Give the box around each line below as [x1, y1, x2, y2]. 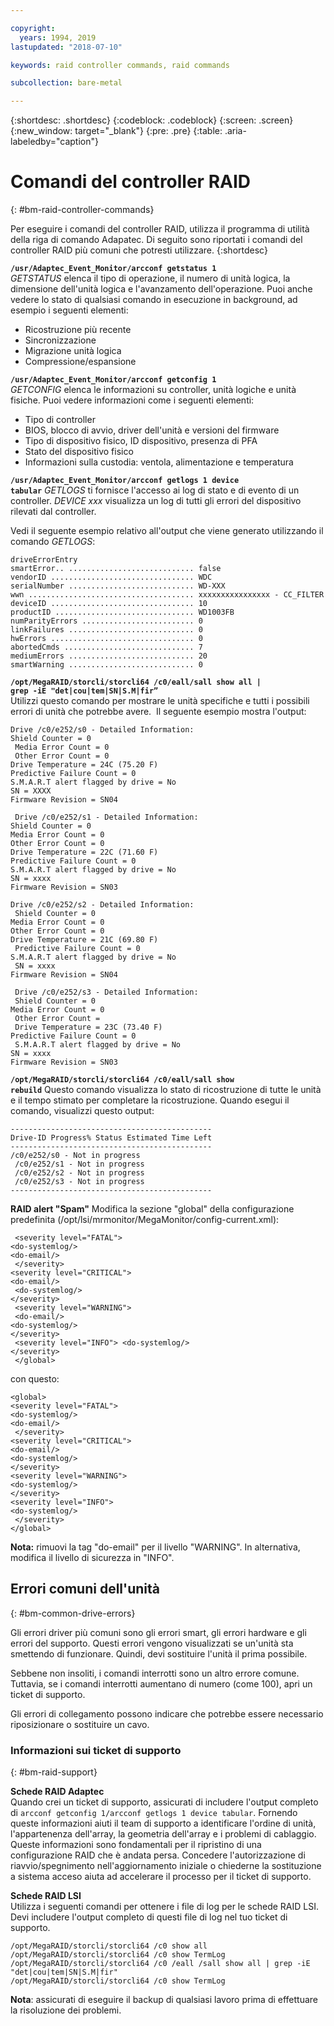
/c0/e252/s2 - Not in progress [14, 1168, 145, 1178]
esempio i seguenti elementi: [10, 304, 129, 316]
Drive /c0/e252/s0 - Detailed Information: [10, 725, 195, 735]
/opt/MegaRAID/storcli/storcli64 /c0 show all [10, 1941, 208, 1951]
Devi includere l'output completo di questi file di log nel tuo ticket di [10, 1911, 288, 1923]
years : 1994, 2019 [19, 32, 97, 43]
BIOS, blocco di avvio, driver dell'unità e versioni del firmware [24, 424, 280, 436]
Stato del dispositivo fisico [24, 446, 134, 458]
